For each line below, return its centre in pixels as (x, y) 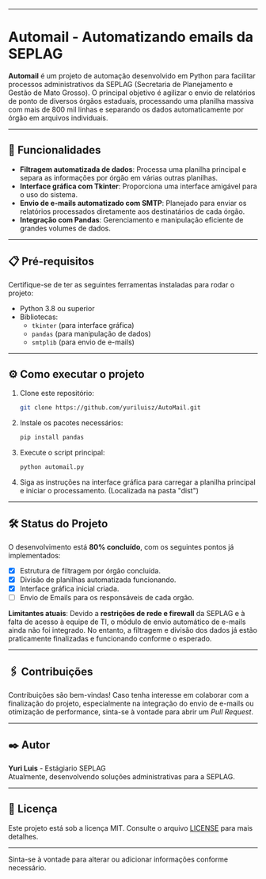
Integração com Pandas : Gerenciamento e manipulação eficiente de (131, 219)
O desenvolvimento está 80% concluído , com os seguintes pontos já (121, 546)
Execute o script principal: (62, 453)
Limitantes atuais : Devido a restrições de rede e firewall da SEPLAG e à (127, 614)
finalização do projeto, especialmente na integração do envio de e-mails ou (131, 703)
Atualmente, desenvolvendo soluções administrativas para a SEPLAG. (122, 776)
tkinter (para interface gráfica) (83, 325)
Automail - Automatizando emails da (131, 37)
